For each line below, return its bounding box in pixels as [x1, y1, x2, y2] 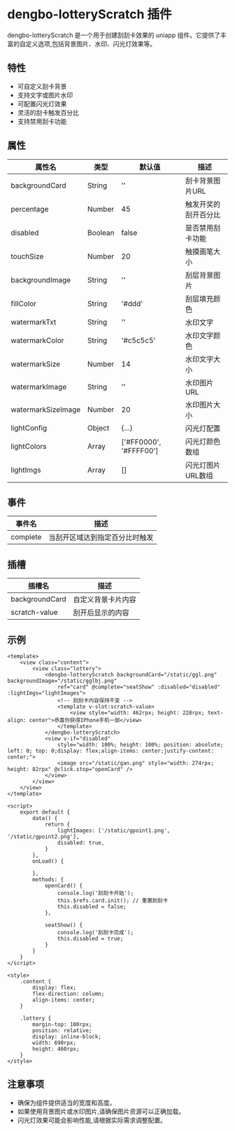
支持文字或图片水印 [17, 90, 73, 99]
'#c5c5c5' [121, 335, 156, 345]
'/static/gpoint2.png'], [7, 833, 80, 840]
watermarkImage [10, 382, 67, 391]
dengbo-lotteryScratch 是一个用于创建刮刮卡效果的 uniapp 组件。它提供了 [7, 31, 220, 39]
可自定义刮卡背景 [17, 82, 67, 90]
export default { [20, 809, 71, 816]
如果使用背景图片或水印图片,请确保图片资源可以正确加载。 [17, 1107, 185, 1116]
